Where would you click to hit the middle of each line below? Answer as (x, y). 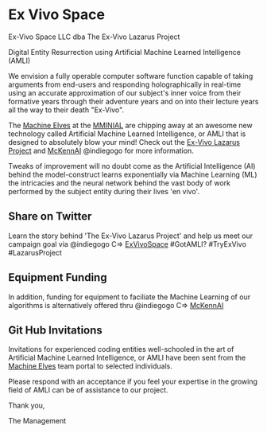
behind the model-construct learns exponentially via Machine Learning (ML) (133, 174)
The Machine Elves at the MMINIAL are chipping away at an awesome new (130, 125)
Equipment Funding (58, 277)
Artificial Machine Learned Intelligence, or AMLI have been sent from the (127, 358)
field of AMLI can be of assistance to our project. (88, 390)
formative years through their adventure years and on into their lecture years (133, 101)
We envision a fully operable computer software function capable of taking (131, 76)
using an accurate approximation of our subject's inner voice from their (125, 92)
